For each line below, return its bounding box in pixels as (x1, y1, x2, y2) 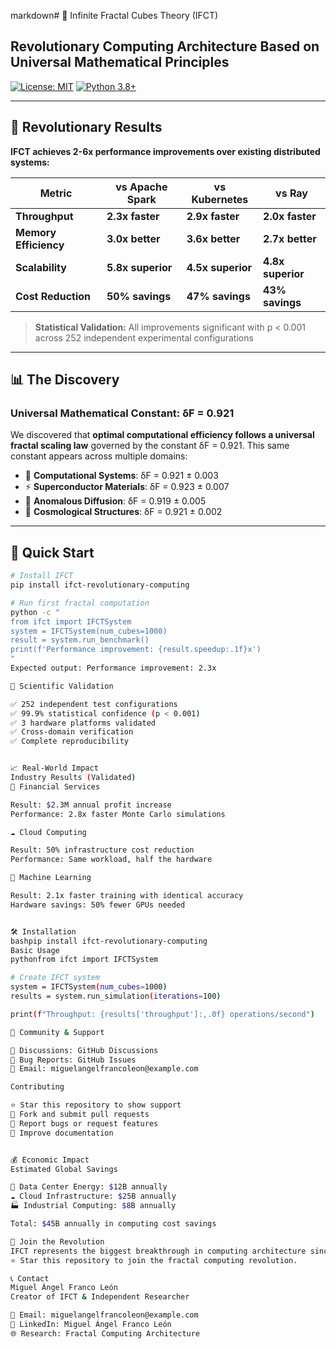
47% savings (186, 289, 251, 303)
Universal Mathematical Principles (10, 54, 230, 71)
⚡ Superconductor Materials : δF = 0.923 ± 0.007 (24, 481, 230, 493)
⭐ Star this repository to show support (10, 1100, 182, 1110)
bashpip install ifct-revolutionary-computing (10, 936, 208, 946)
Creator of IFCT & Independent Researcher (10, 1292, 190, 1302)
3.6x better (186, 231, 241, 245)
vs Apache (115, 180, 168, 194)
